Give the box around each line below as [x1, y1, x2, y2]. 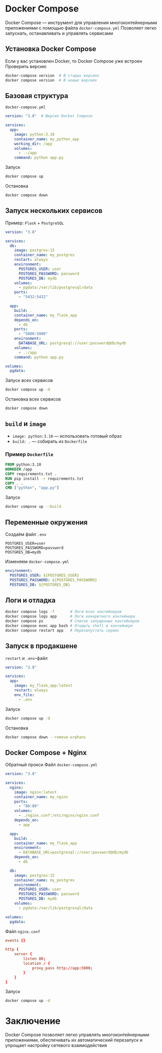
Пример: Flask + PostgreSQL [5, 220, 64, 226]
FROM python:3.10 [5, 462, 41, 467]
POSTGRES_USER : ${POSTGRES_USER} [9, 573, 79, 578]
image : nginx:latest [14, 790, 57, 795]
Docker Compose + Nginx [5, 748, 87, 757]
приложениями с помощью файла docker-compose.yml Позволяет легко [5, 25, 156, 31]
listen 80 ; [23, 956, 46, 961]
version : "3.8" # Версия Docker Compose [5, 114, 93, 119]
